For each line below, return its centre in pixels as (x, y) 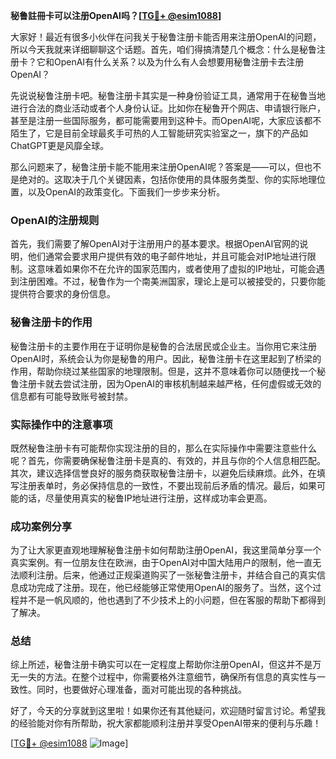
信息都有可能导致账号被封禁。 (71, 396)
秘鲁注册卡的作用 (51, 322)
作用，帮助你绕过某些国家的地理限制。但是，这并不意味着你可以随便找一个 (163, 371)
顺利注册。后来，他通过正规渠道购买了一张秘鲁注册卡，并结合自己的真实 (167, 575)
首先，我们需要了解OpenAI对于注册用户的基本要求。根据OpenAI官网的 (155, 244)
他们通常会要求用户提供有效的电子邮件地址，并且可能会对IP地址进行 (167, 256)
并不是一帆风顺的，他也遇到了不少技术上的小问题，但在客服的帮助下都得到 (172, 600)
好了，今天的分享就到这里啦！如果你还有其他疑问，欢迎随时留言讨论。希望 (163, 711)
